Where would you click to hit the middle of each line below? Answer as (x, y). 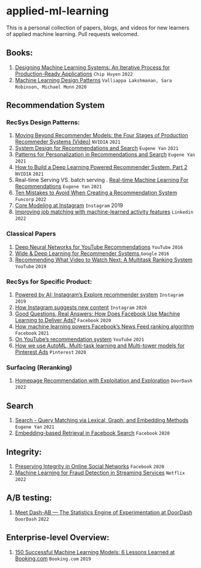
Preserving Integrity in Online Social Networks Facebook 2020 (89, 466)
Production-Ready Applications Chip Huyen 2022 (74, 74)
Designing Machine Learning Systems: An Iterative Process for (92, 67)
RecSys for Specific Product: (49, 281)
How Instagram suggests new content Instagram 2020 (81, 308)
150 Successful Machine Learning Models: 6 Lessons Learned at (95, 552)
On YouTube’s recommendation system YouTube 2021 (79, 339)
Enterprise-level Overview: (58, 538)
